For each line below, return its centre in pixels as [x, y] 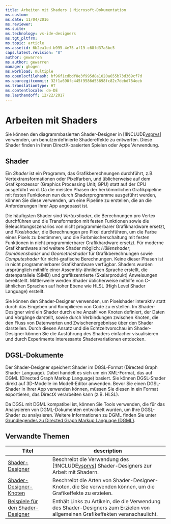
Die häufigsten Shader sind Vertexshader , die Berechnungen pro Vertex [80, 216]
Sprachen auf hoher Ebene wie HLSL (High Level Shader [86, 286]
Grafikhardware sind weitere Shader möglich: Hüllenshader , [68, 248]
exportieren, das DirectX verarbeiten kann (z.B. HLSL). [62, 394]
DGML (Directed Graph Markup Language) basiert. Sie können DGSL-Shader [85, 378]
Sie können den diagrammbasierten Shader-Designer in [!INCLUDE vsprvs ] [83, 134]
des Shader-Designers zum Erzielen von [101, 508]
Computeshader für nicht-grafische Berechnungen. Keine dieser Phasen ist [84, 259]
